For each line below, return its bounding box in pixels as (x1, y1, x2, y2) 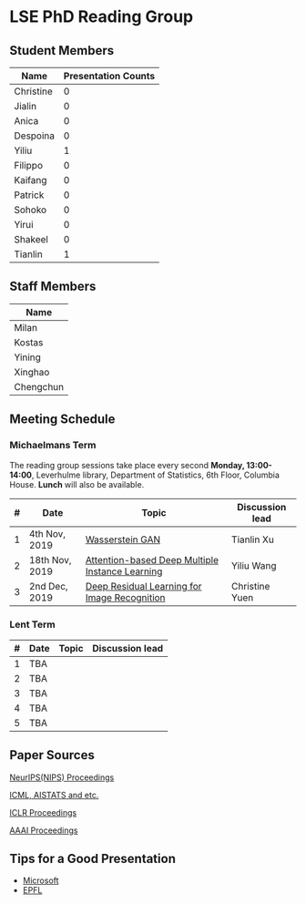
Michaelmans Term (9, 439, 97, 452)
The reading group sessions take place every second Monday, (9, 459, 245, 470)
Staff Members (9, 279, 97, 294)
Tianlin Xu (230, 533, 275, 546)
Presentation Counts (63, 70, 156, 82)
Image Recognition (85, 591, 166, 603)
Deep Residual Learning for (85, 580, 202, 592)
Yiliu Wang (230, 559, 277, 571)
